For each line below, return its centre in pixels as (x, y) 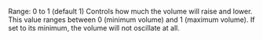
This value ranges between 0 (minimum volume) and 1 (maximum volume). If (131, 20)
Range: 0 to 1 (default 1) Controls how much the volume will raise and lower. (130, 11)
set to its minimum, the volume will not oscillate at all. (94, 28)
